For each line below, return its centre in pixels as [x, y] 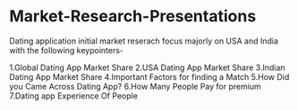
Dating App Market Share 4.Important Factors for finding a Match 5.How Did [149, 76]
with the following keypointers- [66, 50]
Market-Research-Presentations [133, 16]
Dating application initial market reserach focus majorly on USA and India [144, 41]
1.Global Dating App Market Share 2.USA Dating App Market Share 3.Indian [147, 67]
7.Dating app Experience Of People [74, 96]
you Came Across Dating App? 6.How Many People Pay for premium [135, 86]
